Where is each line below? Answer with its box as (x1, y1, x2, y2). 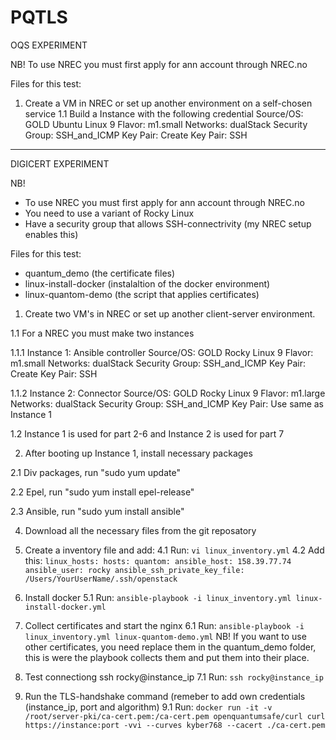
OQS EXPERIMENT (10, 39, 88, 51)
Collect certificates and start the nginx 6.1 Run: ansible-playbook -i (24, 619, 305, 631)
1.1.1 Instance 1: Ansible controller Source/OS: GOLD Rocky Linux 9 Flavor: (10, 346, 314, 358)
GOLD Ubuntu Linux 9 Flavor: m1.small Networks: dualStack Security (24, 118, 308, 130)
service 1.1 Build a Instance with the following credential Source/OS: (24, 107, 304, 120)
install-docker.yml (24, 602, 107, 612)
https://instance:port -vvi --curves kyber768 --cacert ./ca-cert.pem (24, 720, 326, 730)
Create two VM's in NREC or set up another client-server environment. (24, 307, 316, 320)
